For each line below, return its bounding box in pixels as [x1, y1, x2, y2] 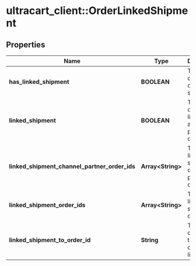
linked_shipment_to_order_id [9, 236, 91, 244]
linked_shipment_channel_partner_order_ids [9, 162, 136, 170]
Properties [6, 40, 45, 50]
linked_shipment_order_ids [9, 201, 86, 209]
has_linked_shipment [9, 78, 69, 86]
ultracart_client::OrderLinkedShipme [6, 4, 188, 17]
